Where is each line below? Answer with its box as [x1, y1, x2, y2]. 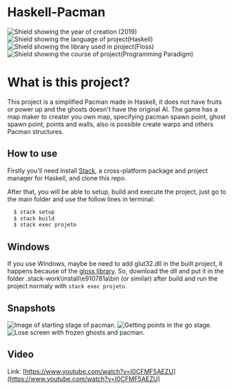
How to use [7, 148, 58, 160]
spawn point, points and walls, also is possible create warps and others [7, 120, 214, 128]
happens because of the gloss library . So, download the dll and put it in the [7, 267, 225, 276]
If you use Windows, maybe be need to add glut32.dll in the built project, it [7, 260, 223, 268]
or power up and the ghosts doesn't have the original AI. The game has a [7, 105, 218, 113]
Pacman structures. [7, 127, 65, 135]
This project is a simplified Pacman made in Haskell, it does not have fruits [7, 97, 222, 106]
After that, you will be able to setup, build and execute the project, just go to [7, 187, 227, 196]
